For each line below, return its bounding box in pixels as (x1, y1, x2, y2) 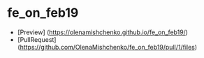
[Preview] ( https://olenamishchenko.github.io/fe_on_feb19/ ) (17, 28, 189, 36)
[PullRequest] (17, 35, 57, 43)
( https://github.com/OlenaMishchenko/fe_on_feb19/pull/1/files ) (17, 43, 198, 51)
